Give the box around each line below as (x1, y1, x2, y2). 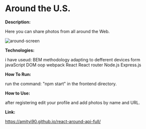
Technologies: (5, 47, 35, 53)
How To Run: (5, 71, 32, 77)
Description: (5, 19, 31, 25)
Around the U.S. (5, 3, 71, 14)
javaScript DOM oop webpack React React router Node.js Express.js (5, 62, 142, 68)
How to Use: (5, 90, 31, 96)
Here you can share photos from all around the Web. (5, 28, 110, 34)
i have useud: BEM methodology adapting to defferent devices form (5, 56, 141, 62)
